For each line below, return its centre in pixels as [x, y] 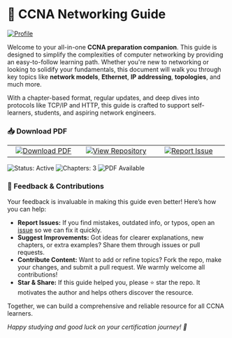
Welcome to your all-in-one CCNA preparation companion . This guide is [112, 47]
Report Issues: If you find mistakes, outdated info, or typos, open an [116, 222]
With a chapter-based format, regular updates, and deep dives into [103, 98]
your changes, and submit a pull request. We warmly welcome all [111, 267]
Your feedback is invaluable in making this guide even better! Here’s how [112, 201]
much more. [24, 84]
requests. [31, 252]
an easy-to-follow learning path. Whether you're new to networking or [108, 61]
